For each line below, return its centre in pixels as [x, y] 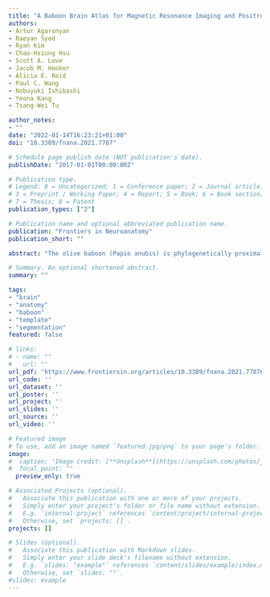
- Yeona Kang [30, 98]
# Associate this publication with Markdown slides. [102, 550]
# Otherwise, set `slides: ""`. [66, 573]
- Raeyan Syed [32, 38]
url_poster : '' [34, 394]
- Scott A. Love [35, 61]
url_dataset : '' [35, 387]
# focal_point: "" [41, 469]
